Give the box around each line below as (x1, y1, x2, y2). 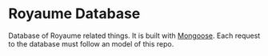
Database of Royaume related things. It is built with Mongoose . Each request (8, 31, 261, 40)
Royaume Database (8, 5, 141, 23)
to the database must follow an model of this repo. (8, 39, 174, 48)
